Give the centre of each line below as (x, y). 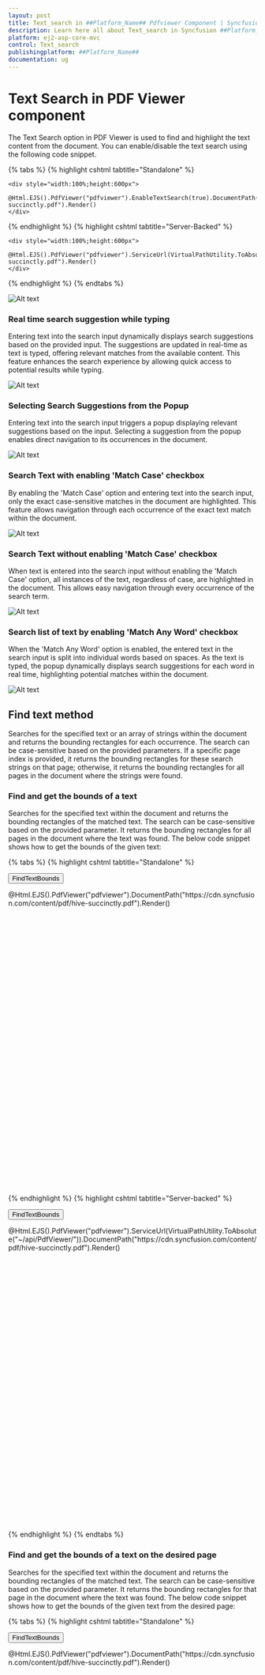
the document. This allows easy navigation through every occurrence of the (131, 588)
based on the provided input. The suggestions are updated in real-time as (128, 345)
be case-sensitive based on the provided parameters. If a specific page (124, 751)
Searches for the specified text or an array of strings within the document (127, 734)
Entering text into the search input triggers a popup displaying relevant (123, 423)
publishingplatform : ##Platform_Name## (74, 52)
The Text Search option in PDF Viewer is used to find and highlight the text (129, 137)
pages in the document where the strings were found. (95, 776)
